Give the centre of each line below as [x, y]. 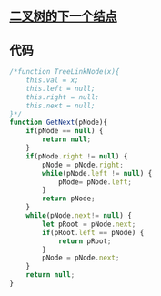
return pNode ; [69, 199]
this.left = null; [60, 88]
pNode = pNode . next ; [81, 258]
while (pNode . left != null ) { [97, 173]
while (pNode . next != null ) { [79, 216]
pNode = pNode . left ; [95, 182]
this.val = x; [52, 80]
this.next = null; [60, 106]
